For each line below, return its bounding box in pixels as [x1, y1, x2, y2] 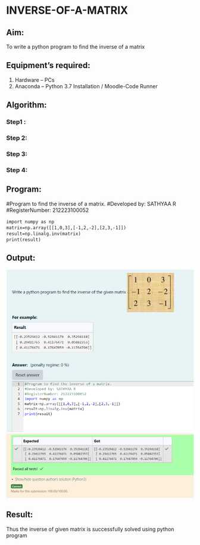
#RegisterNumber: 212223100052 [6, 207, 89, 214]
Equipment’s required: [6, 60, 90, 70]
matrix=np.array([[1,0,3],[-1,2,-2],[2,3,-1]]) [6, 224, 127, 230]
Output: [6, 253, 36, 263]
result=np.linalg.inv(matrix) [6, 230, 82, 236]
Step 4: [6, 165, 28, 174]
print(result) [6, 236, 42, 242]
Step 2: [6, 134, 28, 142]
